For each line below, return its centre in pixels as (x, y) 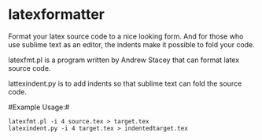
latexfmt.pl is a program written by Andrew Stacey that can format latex (124, 60)
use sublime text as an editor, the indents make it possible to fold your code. (132, 44)
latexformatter (56, 15)
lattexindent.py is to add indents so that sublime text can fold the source (125, 83)
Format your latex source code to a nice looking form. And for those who (126, 36)
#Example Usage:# (39, 107)
